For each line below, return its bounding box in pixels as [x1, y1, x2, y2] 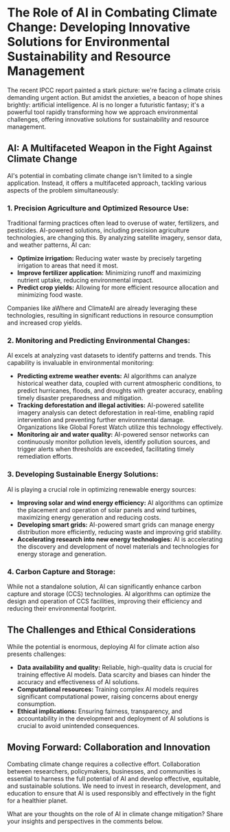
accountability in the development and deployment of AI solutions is [16, 714, 209, 723]
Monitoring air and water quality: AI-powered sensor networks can [16, 430, 209, 439]
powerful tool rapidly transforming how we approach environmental [7, 108, 198, 116]
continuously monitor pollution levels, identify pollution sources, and [16, 438, 211, 446]
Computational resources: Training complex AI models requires [16, 685, 199, 693]
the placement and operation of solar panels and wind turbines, [16, 505, 197, 514]
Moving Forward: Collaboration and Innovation [7, 741, 211, 754]
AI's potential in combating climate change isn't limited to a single [7, 171, 193, 179]
